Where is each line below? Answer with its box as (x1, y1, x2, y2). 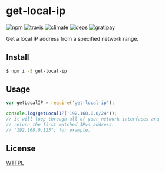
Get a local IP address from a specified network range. (6, 35, 139, 42)
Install (6, 52, 29, 63)
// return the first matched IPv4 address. (6, 122, 115, 128)
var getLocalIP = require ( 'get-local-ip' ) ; (6, 100, 115, 106)
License (6, 144, 36, 154)
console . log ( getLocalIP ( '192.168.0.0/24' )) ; (6, 111, 117, 116)
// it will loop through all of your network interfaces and (6, 116, 160, 122)
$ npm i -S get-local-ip (6, 68, 67, 74)
